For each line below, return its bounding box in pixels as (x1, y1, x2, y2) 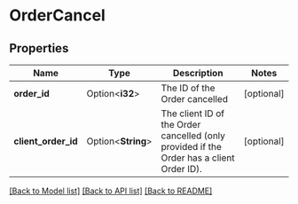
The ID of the (161, 82, 216, 94)
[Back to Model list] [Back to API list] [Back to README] (9, 185, 213, 196)
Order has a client (161, 152, 235, 164)
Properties (9, 41, 69, 56)
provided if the (161, 141, 222, 153)
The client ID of (161, 107, 224, 120)
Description (172, 67, 223, 79)
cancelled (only (161, 129, 226, 142)
